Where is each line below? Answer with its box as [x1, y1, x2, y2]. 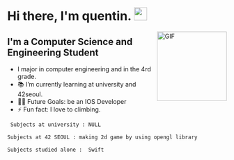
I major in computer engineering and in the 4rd [17, 65, 151, 73]
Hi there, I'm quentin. [7, 8, 132, 24]
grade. [17, 73, 37, 80]
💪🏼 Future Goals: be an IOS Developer [17, 98, 127, 105]
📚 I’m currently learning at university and [17, 80, 136, 88]
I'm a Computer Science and [7, 35, 133, 48]
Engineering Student [7, 46, 99, 58]
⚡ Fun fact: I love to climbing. [17, 105, 101, 114]
